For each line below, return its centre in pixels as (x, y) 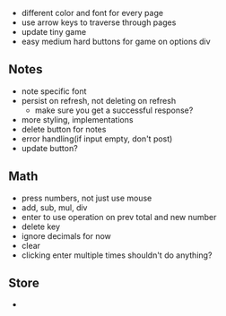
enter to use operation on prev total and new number (119, 217)
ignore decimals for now (66, 235)
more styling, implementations (77, 119)
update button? (49, 148)
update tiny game (54, 32)
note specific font (54, 91)
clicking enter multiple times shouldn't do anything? (117, 255)
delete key (40, 226)
